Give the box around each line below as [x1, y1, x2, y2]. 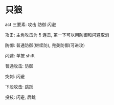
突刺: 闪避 [5, 73, 25, 79]
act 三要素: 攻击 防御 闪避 [5, 21, 56, 27]
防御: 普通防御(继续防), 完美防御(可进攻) [5, 42, 85, 48]
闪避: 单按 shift [5, 52, 35, 59]
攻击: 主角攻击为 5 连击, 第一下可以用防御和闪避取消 [5, 32, 110, 38]
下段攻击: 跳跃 [5, 84, 33, 89]
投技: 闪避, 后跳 [5, 94, 36, 100]
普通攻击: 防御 [5, 63, 33, 69]
